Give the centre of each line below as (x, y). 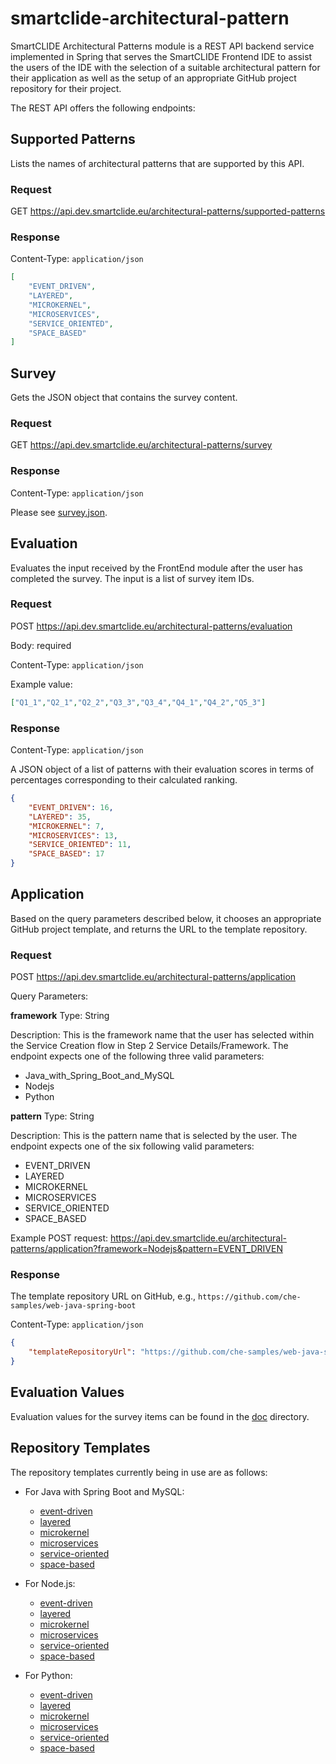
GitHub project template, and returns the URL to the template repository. (159, 929)
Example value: (41, 684)
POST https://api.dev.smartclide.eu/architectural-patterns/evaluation (151, 626)
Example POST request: (59, 1238)
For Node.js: (50, 1583)
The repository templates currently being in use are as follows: (139, 1472)
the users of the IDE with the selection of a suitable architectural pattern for (165, 67)
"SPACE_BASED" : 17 (66, 854)
